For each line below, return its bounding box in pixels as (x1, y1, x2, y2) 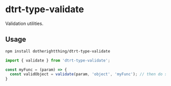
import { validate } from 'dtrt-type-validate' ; (5, 58, 110, 63)
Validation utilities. (5, 20, 44, 26)
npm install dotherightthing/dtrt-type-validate (5, 48, 110, 54)
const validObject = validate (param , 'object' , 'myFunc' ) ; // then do (10, 72, 163, 77)
